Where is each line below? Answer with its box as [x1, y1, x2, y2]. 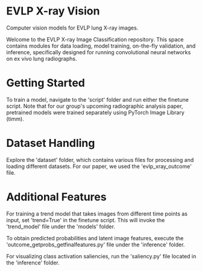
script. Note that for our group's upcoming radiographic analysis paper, [6, 102, 183, 110]
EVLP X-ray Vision [6, 4, 100, 18]
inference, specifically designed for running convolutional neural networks [6, 48, 191, 55]
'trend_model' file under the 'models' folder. [6, 223, 116, 230]
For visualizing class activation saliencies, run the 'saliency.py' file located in [6, 252, 197, 260]
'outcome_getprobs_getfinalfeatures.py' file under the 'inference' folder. [6, 241, 185, 248]
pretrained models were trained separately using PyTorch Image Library [6, 108, 185, 116]
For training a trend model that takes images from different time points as [6, 210, 188, 217]
